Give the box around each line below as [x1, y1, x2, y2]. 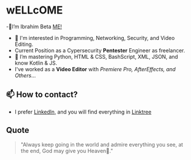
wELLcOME [6, 4, 63, 17]
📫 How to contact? [6, 89, 78, 100]
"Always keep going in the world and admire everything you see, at [20, 141, 183, 148]
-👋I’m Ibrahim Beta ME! [6, 23, 62, 30]
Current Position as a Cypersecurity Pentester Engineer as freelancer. [14, 46, 186, 54]
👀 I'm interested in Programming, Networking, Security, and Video [14, 34, 175, 41]
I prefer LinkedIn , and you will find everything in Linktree [14, 108, 152, 115]
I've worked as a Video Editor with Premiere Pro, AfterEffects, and [14, 65, 176, 72]
